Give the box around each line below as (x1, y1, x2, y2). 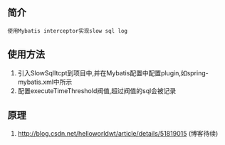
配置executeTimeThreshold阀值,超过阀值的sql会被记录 (17, 86, 177, 95)
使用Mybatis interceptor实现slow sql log (7, 27, 128, 34)
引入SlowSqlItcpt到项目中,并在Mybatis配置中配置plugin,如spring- (17, 68, 209, 77)
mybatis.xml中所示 (17, 77, 73, 86)
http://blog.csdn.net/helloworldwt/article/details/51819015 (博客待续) (17, 129, 219, 138)
